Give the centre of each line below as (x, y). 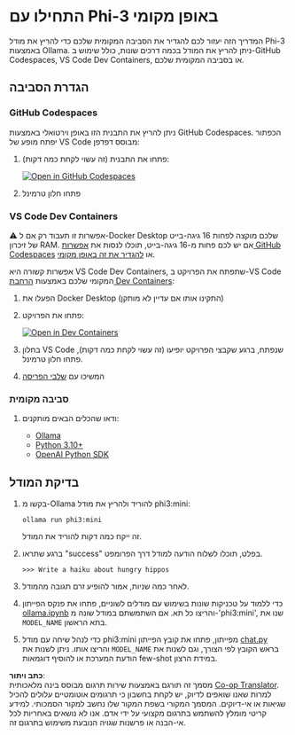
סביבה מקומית (39, 399)
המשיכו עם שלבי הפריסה (63, 376)
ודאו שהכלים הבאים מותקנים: (70, 418)
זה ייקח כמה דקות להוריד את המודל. (82, 536)
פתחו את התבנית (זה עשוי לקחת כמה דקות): (96, 159)
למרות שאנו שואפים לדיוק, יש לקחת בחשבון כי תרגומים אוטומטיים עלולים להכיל (140, 694)
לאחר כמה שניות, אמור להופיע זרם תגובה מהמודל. (105, 586)
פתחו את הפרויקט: (53, 315)
